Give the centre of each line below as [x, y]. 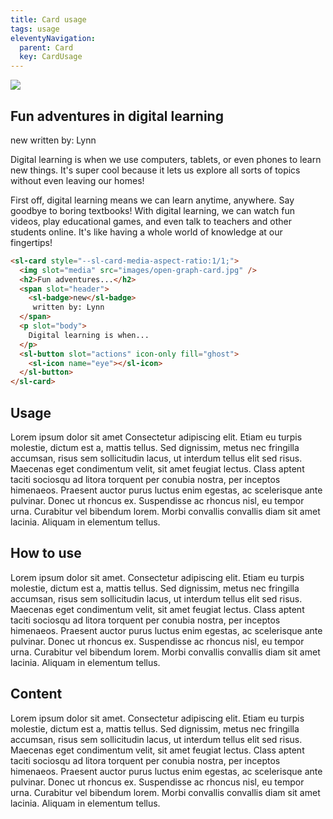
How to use [46, 553]
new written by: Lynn [53, 140]
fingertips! [31, 242]
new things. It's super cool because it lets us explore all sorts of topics [155, 170]
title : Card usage [48, 19]
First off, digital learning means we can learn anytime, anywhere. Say [152, 200]
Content [36, 694]
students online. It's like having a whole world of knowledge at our [146, 232]
